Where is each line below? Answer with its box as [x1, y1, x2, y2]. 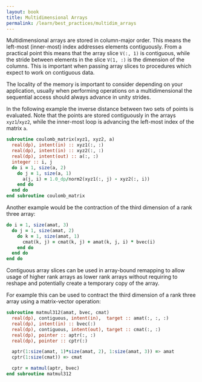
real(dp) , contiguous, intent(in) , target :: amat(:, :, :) [11, 315, 169, 321]
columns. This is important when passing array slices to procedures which [6, 62, 192, 70]
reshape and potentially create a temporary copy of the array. [6, 280, 160, 287]
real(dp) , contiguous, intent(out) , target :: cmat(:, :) [11, 326, 161, 332]
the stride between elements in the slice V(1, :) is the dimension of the [6, 56, 184, 64]
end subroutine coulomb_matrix [6, 193, 85, 199]
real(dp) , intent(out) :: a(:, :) [11, 153, 99, 159]
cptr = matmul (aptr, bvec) [11, 365, 80, 372]
